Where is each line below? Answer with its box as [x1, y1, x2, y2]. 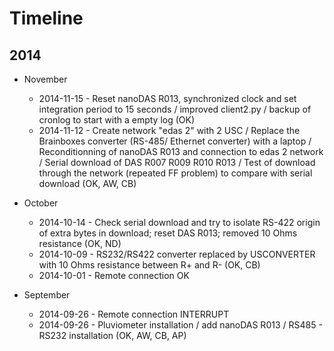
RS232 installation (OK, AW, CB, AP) [38, 330, 187, 341]
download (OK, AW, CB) [38, 178, 137, 189]
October [23, 197, 59, 209]
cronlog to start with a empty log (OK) [38, 114, 196, 126]
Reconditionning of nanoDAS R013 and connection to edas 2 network [38, 146, 324, 157]
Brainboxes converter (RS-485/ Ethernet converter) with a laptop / [38, 135, 312, 147]
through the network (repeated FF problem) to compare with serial [38, 167, 313, 179]
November [23, 73, 68, 85]
